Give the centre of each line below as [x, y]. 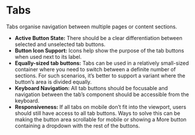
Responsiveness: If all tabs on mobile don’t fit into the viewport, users [100, 107]
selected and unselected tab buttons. [60, 44]
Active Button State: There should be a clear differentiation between [98, 38]
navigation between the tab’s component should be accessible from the [102, 94]
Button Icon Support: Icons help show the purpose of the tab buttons [99, 50]
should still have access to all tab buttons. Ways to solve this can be [97, 113]
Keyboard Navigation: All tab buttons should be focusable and [91, 88]
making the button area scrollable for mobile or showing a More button [100, 119]
